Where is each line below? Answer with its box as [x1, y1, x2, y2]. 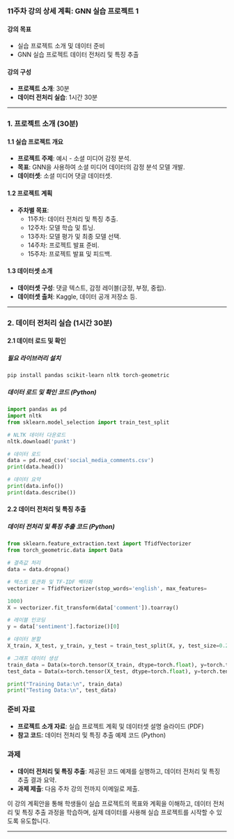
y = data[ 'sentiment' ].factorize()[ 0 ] [7, 623, 120, 630]
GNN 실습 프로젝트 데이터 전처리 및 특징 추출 [17, 50, 139, 59]
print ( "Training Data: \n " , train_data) [7, 681, 123, 688]
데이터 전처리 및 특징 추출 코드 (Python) [7, 522, 115, 530]
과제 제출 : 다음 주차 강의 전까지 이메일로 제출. [17, 784, 140, 793]
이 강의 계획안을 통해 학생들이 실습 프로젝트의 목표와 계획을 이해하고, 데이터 [7, 799, 212, 808]
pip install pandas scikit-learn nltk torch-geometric [7, 372, 170, 379]
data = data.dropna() [7, 566, 70, 573]
